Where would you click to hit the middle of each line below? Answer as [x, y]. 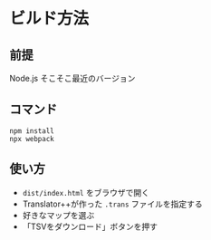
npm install [32, 131]
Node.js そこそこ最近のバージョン [72, 78]
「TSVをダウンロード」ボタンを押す [90, 226]
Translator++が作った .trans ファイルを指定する [112, 204]
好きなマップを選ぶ [58, 215]
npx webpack [32, 139]
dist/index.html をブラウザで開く [86, 192]
